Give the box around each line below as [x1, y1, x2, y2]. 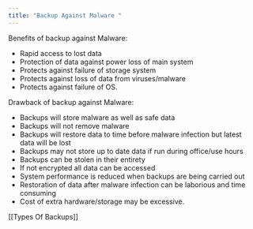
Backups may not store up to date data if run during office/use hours [19, 146, 244, 156]
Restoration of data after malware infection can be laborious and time [19, 179, 246, 190]
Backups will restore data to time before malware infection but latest [19, 130, 243, 139]
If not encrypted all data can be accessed [19, 163, 156, 172]
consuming [19, 188, 57, 197]
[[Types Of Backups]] [8, 212, 79, 221]
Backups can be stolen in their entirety [19, 155, 146, 164]
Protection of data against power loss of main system [19, 57, 194, 66]
